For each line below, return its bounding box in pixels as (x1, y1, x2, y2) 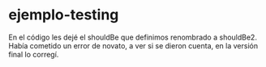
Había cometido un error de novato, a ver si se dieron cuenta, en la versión (8, 40, 258, 50)
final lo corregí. (8, 49, 59, 59)
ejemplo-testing (8, 6, 119, 24)
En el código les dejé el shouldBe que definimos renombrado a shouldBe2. (8, 32, 258, 42)
